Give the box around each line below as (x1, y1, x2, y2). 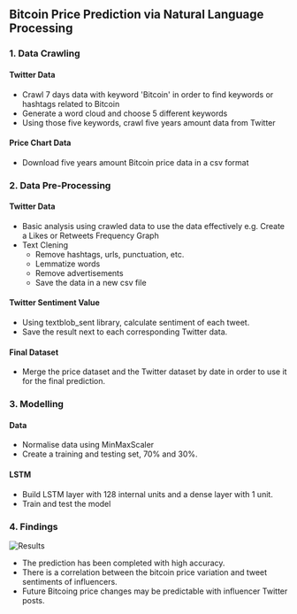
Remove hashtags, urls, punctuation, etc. (34, 249, 185, 259)
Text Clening (21, 239, 69, 250)
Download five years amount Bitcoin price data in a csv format (21, 157, 249, 167)
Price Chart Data (9, 137, 72, 149)
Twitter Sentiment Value (9, 297, 100, 308)
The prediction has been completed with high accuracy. (21, 557, 225, 568)
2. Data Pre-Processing (9, 179, 111, 191)
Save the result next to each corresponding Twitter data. (21, 326, 228, 337)
